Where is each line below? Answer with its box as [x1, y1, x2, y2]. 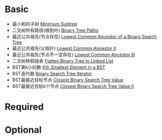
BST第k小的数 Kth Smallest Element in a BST [12, 64, 106, 70]
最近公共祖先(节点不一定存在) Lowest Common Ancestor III [12, 52, 135, 58]
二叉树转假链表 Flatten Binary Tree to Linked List [12, 58, 114, 64]
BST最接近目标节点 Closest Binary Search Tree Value [12, 77, 123, 83]
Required [5, 101, 44, 113]
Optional [5, 124, 42, 136]
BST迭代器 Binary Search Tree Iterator [12, 70, 92, 76]
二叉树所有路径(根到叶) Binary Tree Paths [12, 27, 99, 33]
